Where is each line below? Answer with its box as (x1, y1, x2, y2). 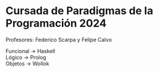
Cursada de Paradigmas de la (5, 4, 154, 18)
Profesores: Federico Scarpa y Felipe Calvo (5, 36, 113, 43)
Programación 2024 (5, 16, 107, 30)
